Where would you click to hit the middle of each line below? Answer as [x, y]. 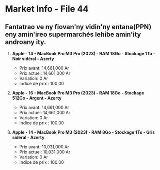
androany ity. [25, 42]
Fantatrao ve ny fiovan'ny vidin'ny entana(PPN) [78, 27]
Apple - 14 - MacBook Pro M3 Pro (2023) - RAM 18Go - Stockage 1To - [83, 54]
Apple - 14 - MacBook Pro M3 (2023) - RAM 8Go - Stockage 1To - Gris [83, 132]
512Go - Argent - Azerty [37, 98]
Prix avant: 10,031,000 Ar [44, 147]
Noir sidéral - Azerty [33, 59]
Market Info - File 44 [47, 9]
